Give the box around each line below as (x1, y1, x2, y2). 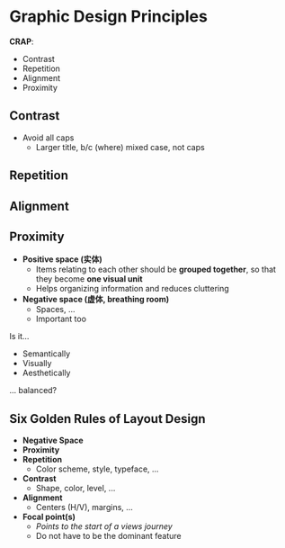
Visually (22, 358, 52, 369)
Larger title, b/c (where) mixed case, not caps (35, 141, 205, 152)
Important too (35, 313, 87, 325)
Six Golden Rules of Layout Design (9, 411, 206, 427)
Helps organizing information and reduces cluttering (35, 283, 229, 294)
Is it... (9, 331, 30, 342)
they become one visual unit (35, 274, 143, 284)
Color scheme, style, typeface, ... (35, 463, 159, 474)
